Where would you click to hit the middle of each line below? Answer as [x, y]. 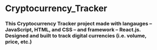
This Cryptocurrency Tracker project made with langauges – [78, 24]
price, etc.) [18, 42]
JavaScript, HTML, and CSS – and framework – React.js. [73, 30]
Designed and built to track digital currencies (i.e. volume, [76, 36]
